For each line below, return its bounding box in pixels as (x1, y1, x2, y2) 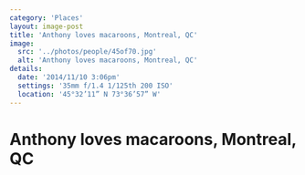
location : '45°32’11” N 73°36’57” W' (17, 89, 162, 98)
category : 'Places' (9, 13, 84, 23)
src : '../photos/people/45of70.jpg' (17, 47, 157, 57)
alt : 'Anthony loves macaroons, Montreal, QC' (17, 56, 198, 65)
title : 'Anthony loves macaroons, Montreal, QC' (9, 30, 198, 39)
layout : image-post (9, 22, 84, 31)
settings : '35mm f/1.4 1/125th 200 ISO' (17, 81, 174, 90)
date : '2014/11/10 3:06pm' (17, 73, 121, 82)
